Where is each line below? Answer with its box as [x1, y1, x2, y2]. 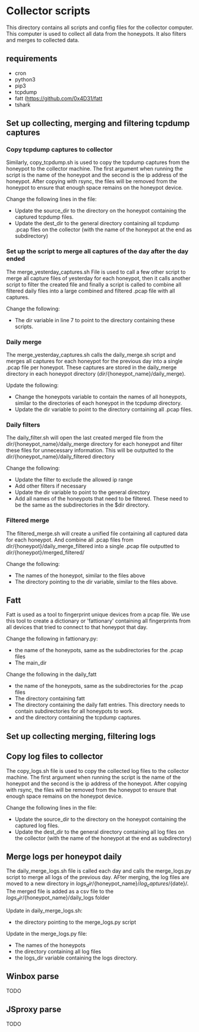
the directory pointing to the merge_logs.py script [14, 918, 137, 926]
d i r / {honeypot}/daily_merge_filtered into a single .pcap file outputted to [6, 542, 180, 549]
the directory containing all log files [14, 948, 102, 955]
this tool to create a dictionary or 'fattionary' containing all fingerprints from [6, 617, 191, 625]
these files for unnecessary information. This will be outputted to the [6, 447, 174, 454]
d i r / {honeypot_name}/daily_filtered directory [6, 453, 115, 460]
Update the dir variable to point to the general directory [14, 489, 150, 496]
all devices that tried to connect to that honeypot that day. [6, 624, 148, 631]
